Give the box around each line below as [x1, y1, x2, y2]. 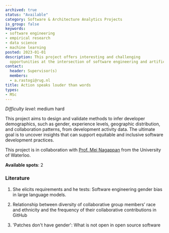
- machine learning [5, 45, 46, 50]
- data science [5, 40, 37, 45]
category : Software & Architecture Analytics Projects [5, 17, 123, 22]
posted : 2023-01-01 [5, 50, 46, 55]
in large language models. [12, 192, 66, 198]
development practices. [5, 137, 54, 143]
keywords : [5, 26, 26, 31]
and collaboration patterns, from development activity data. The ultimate [5, 126, 155, 132]
